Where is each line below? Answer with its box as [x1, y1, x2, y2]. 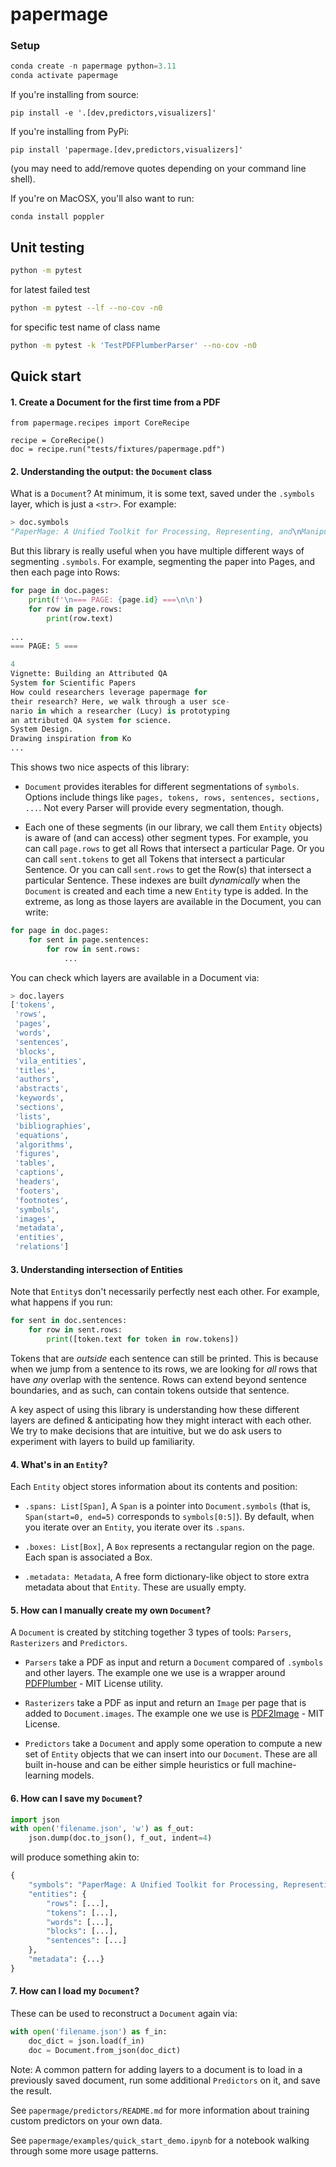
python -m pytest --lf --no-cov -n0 [10, 303, 163, 313]
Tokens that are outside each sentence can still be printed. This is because [10, 1352, 319, 1364]
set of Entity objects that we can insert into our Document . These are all [24, 1748, 318, 1760]
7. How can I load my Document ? [10, 1985, 140, 1997]
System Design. [10, 724, 74, 735]
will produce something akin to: [10, 1851, 140, 1863]
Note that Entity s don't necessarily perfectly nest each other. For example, [10, 1286, 320, 1298]
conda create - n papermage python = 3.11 [10, 61, 177, 72]
